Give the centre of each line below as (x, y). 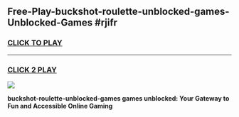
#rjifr (106, 23)
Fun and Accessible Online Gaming (60, 106)
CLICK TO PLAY (35, 43)
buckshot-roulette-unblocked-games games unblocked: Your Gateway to (118, 98)
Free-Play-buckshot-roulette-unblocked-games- (118, 12)
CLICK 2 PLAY (32, 69)
